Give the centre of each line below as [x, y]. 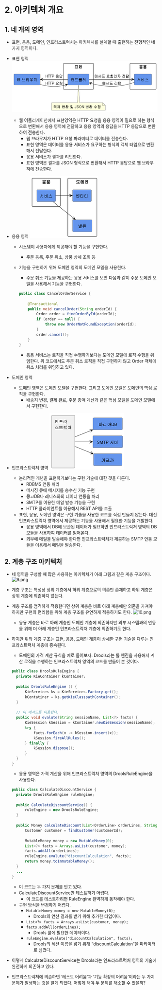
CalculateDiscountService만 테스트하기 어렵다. [64, 893]
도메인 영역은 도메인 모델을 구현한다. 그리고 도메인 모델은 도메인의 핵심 [85, 388]
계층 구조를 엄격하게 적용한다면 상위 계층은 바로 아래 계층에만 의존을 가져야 [82, 606]
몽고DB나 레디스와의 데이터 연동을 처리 [63, 496]
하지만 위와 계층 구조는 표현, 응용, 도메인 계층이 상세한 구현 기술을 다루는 [80, 639]
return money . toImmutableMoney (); [59, 862]
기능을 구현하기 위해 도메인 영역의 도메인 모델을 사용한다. [73, 267]
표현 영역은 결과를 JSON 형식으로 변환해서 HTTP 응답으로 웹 [83, 162]
